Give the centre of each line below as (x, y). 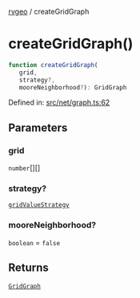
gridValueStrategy (39, 205)
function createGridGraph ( (53, 65)
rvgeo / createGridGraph (49, 12)
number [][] (24, 168)
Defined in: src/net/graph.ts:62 (59, 102)
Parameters (38, 127)
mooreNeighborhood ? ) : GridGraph (73, 87)
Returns (29, 268)
